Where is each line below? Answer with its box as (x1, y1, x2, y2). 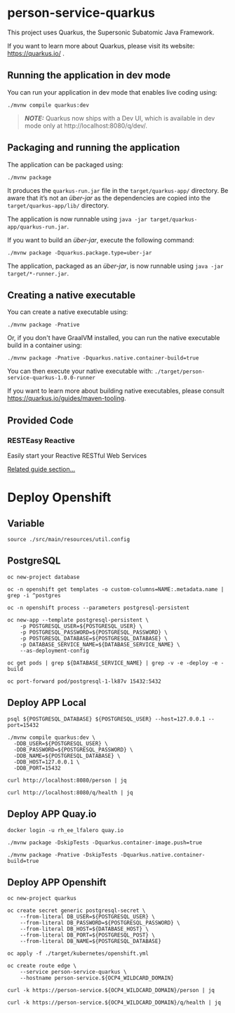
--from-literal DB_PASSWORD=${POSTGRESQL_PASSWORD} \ (20, 920, 180, 927)
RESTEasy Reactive (7, 435, 75, 445)
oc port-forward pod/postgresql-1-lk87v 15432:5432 (7, 678, 161, 685)
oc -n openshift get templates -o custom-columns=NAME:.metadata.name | (7, 585, 224, 593)
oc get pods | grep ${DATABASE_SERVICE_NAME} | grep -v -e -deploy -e (7, 659, 218, 667)
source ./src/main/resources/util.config (7, 536, 130, 543)
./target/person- (154, 368, 206, 376)
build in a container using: (7, 341, 82, 350)
